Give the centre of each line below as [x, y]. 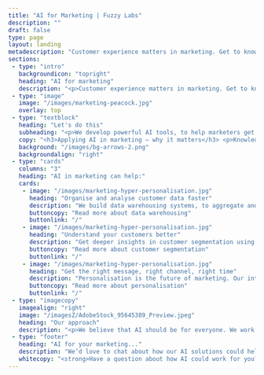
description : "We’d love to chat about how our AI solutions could [131, 352]
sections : [24, 60]
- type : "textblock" [45, 118]
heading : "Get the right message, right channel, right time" [133, 271]
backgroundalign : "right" [61, 154]
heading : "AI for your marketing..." [81, 344]
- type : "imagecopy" [45, 300]
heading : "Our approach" [59, 322]
